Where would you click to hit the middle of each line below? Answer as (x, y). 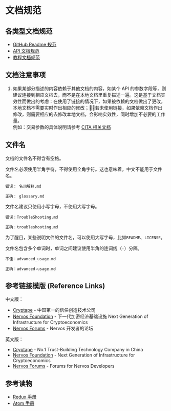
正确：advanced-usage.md (31, 269)
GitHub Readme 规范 (35, 44)
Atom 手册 (24, 403)
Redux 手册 (25, 397)
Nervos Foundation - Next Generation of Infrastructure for (74, 355)
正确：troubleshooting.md (32, 227)
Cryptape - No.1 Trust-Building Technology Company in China (78, 350)
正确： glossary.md (25, 196)
